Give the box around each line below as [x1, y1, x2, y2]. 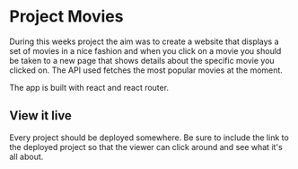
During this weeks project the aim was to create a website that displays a [9, 36, 280, 47]
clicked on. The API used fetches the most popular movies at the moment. [9, 65, 283, 76]
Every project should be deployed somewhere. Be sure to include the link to [9, 132, 289, 143]
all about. [9, 151, 44, 162]
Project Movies [9, 6, 124, 27]
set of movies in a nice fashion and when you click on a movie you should [9, 45, 282, 56]
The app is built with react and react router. [9, 82, 169, 93]
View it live [9, 108, 72, 123]
